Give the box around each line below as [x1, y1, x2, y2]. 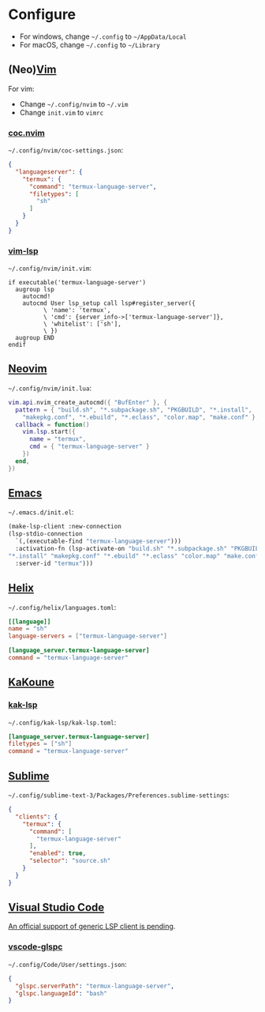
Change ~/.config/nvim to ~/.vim [19, 99, 129, 108]
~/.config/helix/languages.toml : [8, 602, 117, 611]
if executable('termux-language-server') [8, 279, 147, 287]
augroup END [15, 334, 55, 342]
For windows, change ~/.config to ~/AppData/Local [19, 32, 187, 41]
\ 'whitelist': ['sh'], [43, 320, 122, 329]
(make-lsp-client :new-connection [8, 523, 122, 531]
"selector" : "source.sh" [28, 857, 111, 865]
